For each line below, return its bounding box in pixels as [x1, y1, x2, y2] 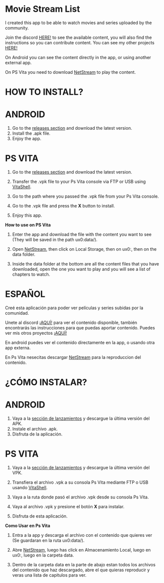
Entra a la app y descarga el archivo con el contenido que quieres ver [12, 532, 153, 538]
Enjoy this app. [12, 212, 43, 218]
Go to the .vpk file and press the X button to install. [12, 203, 115, 208]
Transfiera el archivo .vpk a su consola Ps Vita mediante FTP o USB [12, 479, 148, 485]
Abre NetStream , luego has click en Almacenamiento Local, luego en [12, 547, 151, 553]
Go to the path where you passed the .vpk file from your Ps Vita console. [12, 193, 159, 199]
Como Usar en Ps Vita [5, 523, 50, 528]
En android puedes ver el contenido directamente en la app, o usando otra [5, 339, 155, 345]
